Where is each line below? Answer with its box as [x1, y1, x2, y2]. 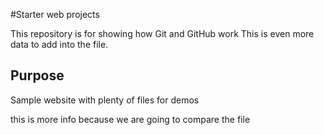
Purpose [10, 67, 65, 84]
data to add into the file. [10, 39, 109, 50]
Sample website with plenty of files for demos [10, 94, 200, 106]
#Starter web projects [10, 9, 100, 20]
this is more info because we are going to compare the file [10, 113, 251, 125]
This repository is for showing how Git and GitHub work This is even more [10, 28, 315, 39]
